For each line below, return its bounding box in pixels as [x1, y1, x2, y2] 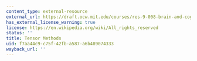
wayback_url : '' [6, 46, 46, 52]
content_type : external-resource [6, 8, 88, 15]
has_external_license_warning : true [6, 19, 96, 25]
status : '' [6, 30, 33, 36]
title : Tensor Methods [6, 35, 62, 41]
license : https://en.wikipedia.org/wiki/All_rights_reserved [6, 24, 159, 31]
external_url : [6, 14, 41, 20]
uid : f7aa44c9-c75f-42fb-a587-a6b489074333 [6, 41, 114, 47]
